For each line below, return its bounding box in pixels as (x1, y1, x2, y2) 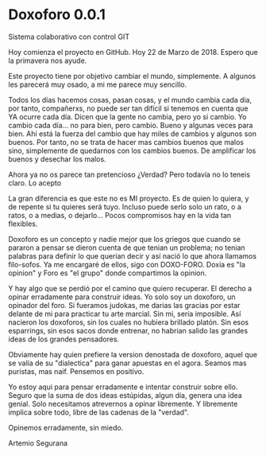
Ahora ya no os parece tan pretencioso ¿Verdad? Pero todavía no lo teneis (8, 170, 251, 179)
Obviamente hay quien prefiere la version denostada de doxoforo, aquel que (8, 349, 258, 359)
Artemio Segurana (8, 438, 68, 447)
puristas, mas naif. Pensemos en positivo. (8, 366, 145, 376)
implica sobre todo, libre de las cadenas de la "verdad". (8, 407, 189, 417)
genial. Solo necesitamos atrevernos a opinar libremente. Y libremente (8, 399, 238, 408)
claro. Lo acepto (8, 177, 62, 188)
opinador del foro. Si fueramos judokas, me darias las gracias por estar (8, 300, 241, 310)
